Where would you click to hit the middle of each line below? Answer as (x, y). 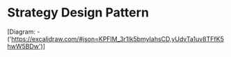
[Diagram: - (24, 32)
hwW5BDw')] (26, 46)
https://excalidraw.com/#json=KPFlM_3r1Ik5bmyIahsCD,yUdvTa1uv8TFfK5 (118, 38)
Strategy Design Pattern (78, 13)
